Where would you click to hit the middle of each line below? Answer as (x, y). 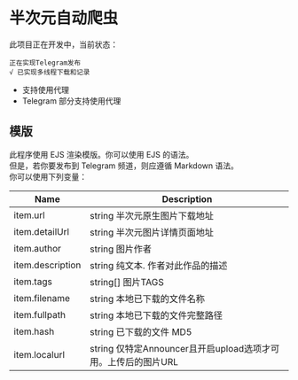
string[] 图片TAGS (127, 282)
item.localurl (39, 354)
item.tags (33, 282)
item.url (30, 215)
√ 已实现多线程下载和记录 (50, 72)
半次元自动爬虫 (64, 18)
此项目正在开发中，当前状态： (63, 44)
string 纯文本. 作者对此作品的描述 (159, 265)
